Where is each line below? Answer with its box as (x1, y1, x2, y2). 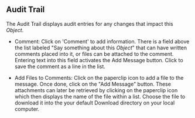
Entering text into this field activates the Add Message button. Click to (14, 56, 183, 63)
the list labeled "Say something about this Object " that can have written (14, 44, 187, 51)
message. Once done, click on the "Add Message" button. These (14, 80, 172, 87)
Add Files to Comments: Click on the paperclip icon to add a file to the (14, 74, 184, 81)
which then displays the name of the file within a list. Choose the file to (14, 93, 186, 100)
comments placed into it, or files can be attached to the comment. (14, 50, 174, 58)
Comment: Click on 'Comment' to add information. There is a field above (14, 38, 190, 45)
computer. (14, 105, 40, 112)
